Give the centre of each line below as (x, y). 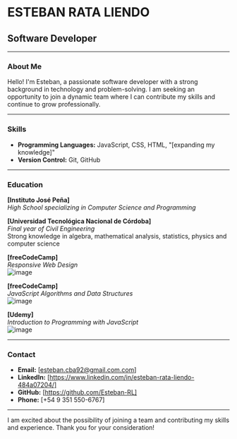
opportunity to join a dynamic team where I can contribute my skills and (111, 97)
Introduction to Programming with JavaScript (73, 322)
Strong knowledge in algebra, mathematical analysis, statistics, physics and (117, 236)
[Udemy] (20, 314)
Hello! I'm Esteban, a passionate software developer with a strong (103, 82)
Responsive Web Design (43, 265)
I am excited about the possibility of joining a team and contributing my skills (119, 420)
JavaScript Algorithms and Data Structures (70, 293)
